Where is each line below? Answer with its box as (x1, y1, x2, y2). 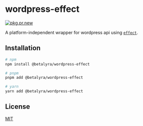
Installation (5, 44, 41, 53)
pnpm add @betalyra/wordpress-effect (5, 75, 83, 80)
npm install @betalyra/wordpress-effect (5, 62, 90, 66)
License (5, 103, 30, 111)
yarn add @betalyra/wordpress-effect (5, 89, 83, 94)
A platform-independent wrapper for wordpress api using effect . (5, 29, 138, 35)
